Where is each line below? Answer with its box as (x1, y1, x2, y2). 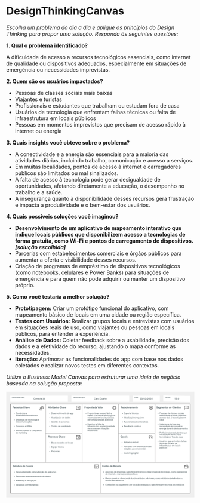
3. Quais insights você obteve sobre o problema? (6, 139, 130, 146)
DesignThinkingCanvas (6, 4, 124, 18)
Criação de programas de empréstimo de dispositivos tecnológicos (14, 262, 180, 269)
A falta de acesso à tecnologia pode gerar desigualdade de (14, 176, 161, 183)
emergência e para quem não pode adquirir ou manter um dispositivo (14, 275, 186, 282)
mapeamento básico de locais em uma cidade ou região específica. (14, 311, 181, 318)
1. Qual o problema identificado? (6, 42, 88, 49)
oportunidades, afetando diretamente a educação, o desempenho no (14, 182, 185, 189)
